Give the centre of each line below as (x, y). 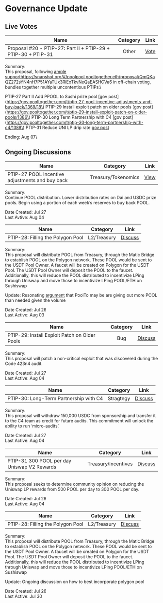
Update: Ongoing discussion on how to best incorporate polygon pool (75, 582)
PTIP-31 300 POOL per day (40, 460)
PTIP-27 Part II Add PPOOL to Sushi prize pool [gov (56, 96)
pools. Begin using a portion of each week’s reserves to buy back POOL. (77, 202)
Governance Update (46, 9)
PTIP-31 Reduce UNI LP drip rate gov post (67, 128)
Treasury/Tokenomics (115, 177)
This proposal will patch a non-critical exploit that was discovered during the (81, 358)
